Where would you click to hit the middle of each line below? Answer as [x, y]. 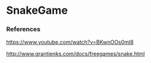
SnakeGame [37, 10]
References [23, 29]
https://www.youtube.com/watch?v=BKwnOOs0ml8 [70, 42]
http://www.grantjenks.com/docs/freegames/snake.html [75, 54]
